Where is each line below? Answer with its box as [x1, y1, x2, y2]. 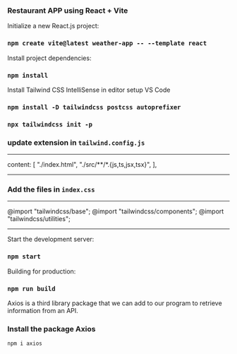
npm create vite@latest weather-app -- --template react [7, 40, 207, 47]
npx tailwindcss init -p [7, 120, 93, 129]
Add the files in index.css [7, 184, 95, 194]
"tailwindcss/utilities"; [7, 215, 71, 223]
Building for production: [7, 267, 76, 276]
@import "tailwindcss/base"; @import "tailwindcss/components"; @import [7, 207, 224, 216]
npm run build [7, 285, 56, 293]
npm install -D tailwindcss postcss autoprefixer [7, 103, 181, 111]
